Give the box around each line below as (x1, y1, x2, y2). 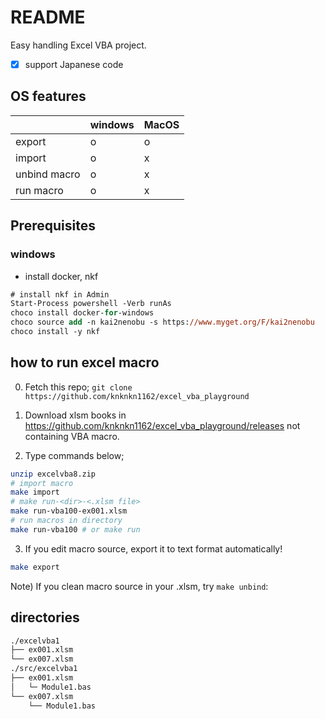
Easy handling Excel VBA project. (10, 39, 147, 51)
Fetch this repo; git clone (24, 381, 133, 393)
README (10, 6, 86, 29)
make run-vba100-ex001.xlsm (10, 506, 128, 516)
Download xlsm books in (24, 409, 127, 421)
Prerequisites (10, 217, 96, 235)
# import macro (10, 478, 74, 488)
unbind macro (15, 167, 81, 181)
